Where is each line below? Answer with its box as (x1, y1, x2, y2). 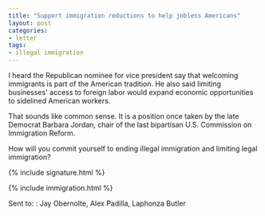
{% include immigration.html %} (8, 183, 113, 192)
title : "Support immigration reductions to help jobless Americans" (8, 11, 241, 20)
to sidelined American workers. (8, 96, 111, 105)
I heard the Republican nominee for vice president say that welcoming (8, 71, 239, 80)
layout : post (8, 19, 52, 27)
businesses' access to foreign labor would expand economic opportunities (8, 88, 254, 96)
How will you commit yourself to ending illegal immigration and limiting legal (8, 144, 258, 153)
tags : (8, 41, 26, 49)
